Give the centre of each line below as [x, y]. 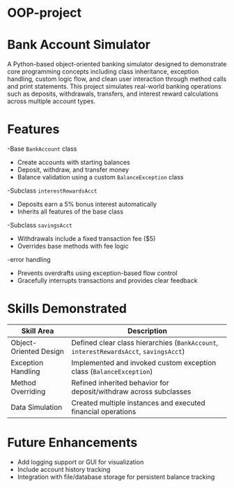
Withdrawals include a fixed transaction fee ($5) [86, 239]
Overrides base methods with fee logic [73, 246]
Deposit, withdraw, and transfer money [73, 170]
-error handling [29, 260]
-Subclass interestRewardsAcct [52, 191]
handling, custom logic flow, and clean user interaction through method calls [117, 79]
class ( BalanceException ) [112, 371]
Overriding [28, 391]
